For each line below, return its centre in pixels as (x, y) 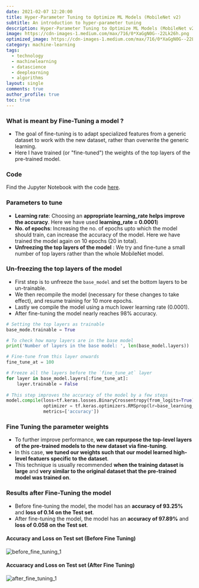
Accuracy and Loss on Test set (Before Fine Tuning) (71, 539)
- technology (28, 56)
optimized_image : (28, 39)
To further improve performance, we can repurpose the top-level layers (103, 440)
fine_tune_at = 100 (30, 362)
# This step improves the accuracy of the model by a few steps (87, 395)
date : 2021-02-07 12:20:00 (39, 12)
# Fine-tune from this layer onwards (53, 357)
